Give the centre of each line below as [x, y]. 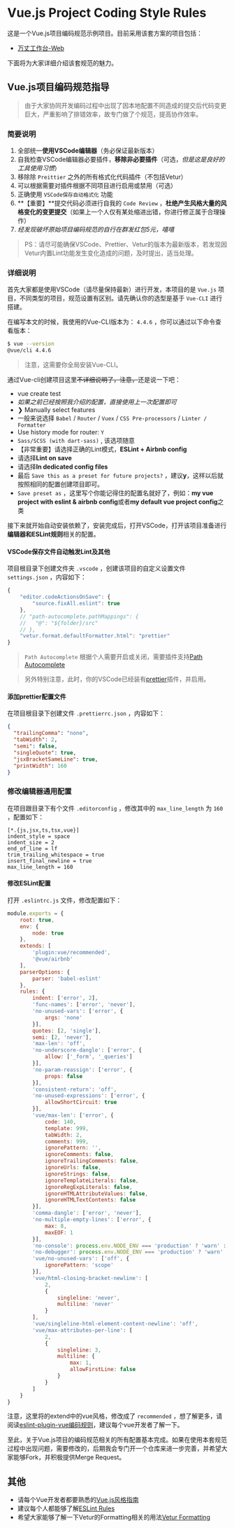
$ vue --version [31, 344]
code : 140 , [60, 1122]
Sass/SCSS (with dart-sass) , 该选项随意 [76, 441]
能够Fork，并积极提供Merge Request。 [69, 1457]
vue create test [39, 394]
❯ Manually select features [56, 410]
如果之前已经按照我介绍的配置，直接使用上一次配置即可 [97, 402]
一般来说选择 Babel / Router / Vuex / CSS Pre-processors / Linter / [112, 418]
